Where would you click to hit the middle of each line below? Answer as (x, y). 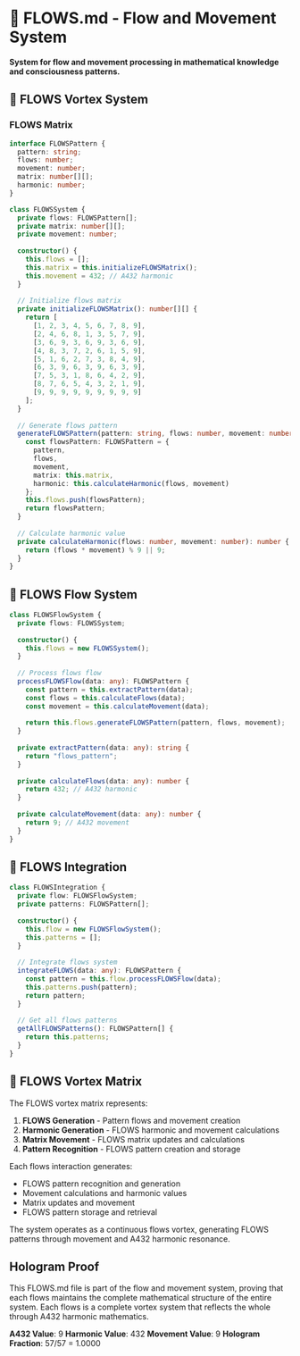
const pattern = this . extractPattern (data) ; (109, 690)
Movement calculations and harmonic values (104, 1193)
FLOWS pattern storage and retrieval (90, 1212)
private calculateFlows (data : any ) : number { (104, 781)
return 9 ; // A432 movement (77, 822)
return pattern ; (56, 995)
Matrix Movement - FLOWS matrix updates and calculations (133, 1139)
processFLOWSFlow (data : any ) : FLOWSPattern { (104, 682)
